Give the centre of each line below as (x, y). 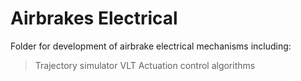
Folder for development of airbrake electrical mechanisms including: (151, 46)
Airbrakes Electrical (94, 18)
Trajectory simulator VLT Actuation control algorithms (145, 65)
